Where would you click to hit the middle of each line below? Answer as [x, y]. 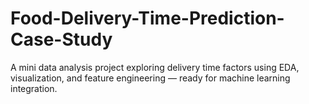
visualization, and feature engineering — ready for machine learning [150, 78]
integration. [34, 88]
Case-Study [61, 39]
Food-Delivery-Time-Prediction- [147, 18]
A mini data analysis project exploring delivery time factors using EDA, [155, 67]
